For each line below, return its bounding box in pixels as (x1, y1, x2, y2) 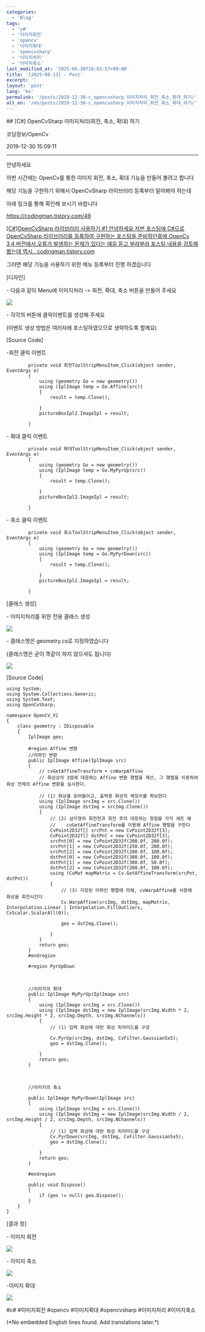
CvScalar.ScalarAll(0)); (6, 910, 70, 916)
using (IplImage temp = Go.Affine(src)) (38, 383, 143, 390)
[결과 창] (6, 1220, 27, 1227)
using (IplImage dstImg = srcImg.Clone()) (38, 803, 149, 810)
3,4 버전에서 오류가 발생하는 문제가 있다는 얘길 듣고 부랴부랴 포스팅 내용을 (6, 240, 182, 247)
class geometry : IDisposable (17, 723, 95, 729)
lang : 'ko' (6, 89, 34, 95)
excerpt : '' (6, 77, 37, 83)
